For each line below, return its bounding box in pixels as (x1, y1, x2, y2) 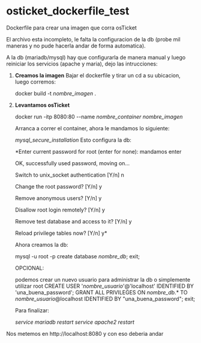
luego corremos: (14, 78, 56, 85)
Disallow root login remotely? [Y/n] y (14, 206, 105, 213)
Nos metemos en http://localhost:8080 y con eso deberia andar (6, 330, 164, 337)
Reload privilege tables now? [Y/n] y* (14, 229, 107, 237)
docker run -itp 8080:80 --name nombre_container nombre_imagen (14, 113, 183, 120)
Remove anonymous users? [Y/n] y (14, 194, 102, 202)
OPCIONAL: (14, 264, 44, 272)
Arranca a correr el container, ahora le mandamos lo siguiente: (14, 124, 170, 132)
